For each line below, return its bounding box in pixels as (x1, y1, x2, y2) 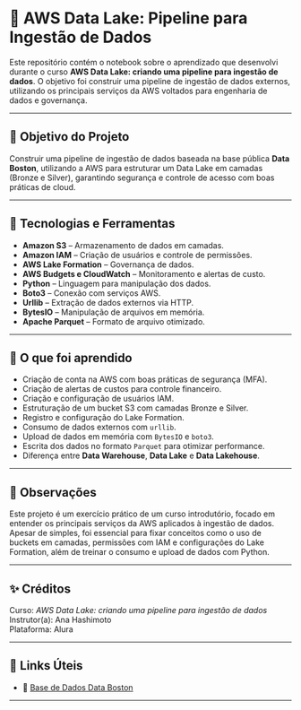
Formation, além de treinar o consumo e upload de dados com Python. (9, 547, 271, 558)
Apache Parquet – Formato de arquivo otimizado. (21, 316, 206, 326)
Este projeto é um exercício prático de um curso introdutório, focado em (9, 508, 276, 519)
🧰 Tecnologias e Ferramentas (9, 216, 176, 231)
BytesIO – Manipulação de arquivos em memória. (21, 307, 205, 317)
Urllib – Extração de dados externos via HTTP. (21, 297, 194, 307)
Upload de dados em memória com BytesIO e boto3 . (21, 431, 215, 442)
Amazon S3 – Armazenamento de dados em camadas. (21, 239, 224, 250)
